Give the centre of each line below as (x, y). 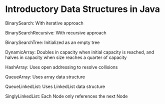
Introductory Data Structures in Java (83, 9)
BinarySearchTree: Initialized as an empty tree (52, 42)
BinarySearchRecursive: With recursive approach (56, 32)
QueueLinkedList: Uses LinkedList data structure (55, 86)
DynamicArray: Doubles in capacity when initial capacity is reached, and (80, 52)
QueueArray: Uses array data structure (45, 76)
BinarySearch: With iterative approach (44, 23)
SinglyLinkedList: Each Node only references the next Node (66, 96)
